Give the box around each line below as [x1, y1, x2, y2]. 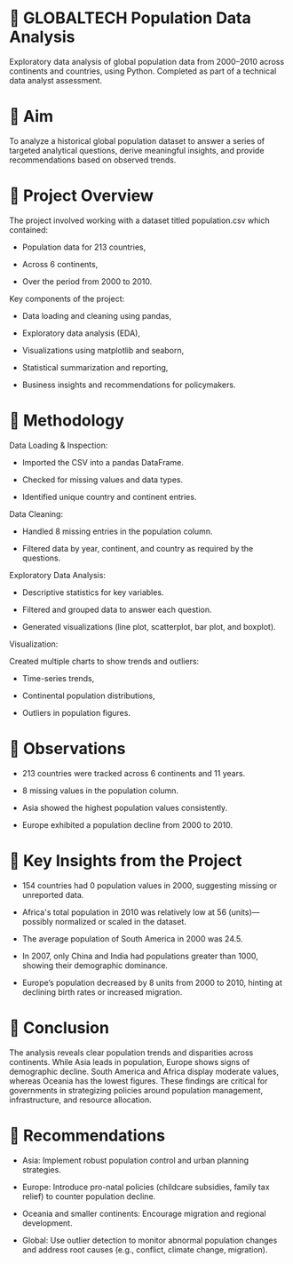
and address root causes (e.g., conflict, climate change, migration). [21, 1244, 268, 1255]
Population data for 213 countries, [21, 242, 146, 252]
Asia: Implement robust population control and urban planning [21, 1155, 249, 1165]
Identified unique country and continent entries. [21, 491, 197, 502]
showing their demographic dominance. [21, 959, 169, 971]
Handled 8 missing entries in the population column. [21, 526, 213, 537]
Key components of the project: [9, 293, 125, 304]
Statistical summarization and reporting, [21, 362, 169, 372]
